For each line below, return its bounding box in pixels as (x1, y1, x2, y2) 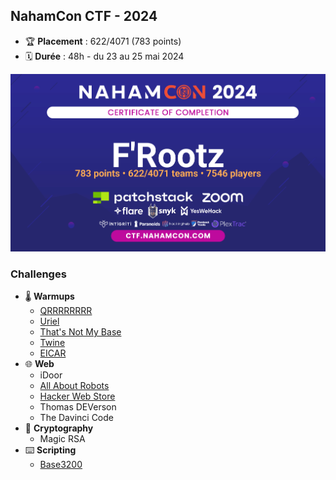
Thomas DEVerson (39, 400, 117, 413)
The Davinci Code (39, 411, 114, 423)
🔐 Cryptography (24, 422, 94, 434)
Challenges (10, 267, 67, 281)
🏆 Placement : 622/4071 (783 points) (24, 35, 182, 47)
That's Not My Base (39, 325, 122, 338)
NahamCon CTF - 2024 (10, 8, 158, 25)
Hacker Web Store (39, 390, 116, 402)
